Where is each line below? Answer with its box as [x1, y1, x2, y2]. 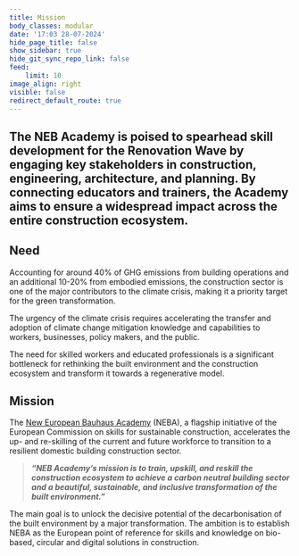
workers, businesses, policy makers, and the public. [9, 331, 201, 342]
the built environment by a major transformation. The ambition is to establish [9, 519, 290, 529]
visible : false [9, 87, 66, 96]
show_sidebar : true [9, 46, 82, 55]
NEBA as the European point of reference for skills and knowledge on [9, 527, 264, 538]
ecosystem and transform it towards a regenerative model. [9, 368, 225, 378]
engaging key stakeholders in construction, [9, 157, 257, 172]
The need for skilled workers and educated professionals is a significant [9, 349, 275, 360]
